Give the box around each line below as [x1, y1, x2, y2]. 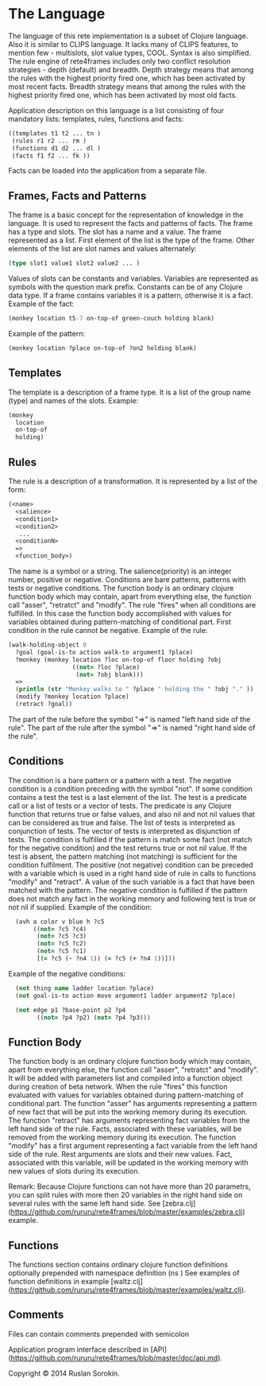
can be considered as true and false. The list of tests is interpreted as [8, 817, 236, 827]
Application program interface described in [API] [8, 1345, 168, 1354]
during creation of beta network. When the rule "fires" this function [8, 1082, 228, 1092]
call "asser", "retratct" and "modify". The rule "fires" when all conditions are [8, 600, 256, 609]
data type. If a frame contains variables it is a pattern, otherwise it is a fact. [8, 291, 253, 301]
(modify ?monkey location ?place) [15, 693, 129, 701]
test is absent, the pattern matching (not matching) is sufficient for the [8, 852, 238, 861]
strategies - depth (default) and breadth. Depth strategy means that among [8, 64, 254, 74]
